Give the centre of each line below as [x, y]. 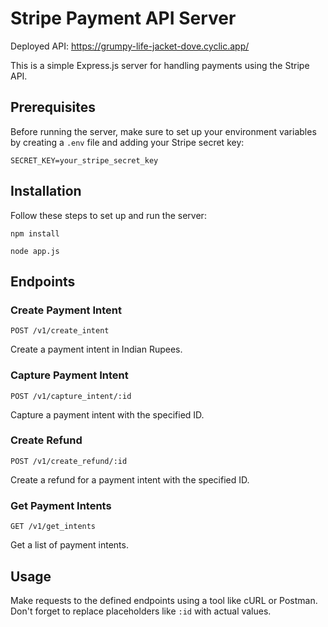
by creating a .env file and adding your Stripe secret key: [127, 142]
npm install [35, 233]
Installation [46, 191]
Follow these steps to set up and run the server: [108, 215]
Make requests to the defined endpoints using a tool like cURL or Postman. [164, 600]
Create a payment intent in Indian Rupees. [96, 349]
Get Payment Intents [61, 505]
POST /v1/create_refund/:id [69, 461]
